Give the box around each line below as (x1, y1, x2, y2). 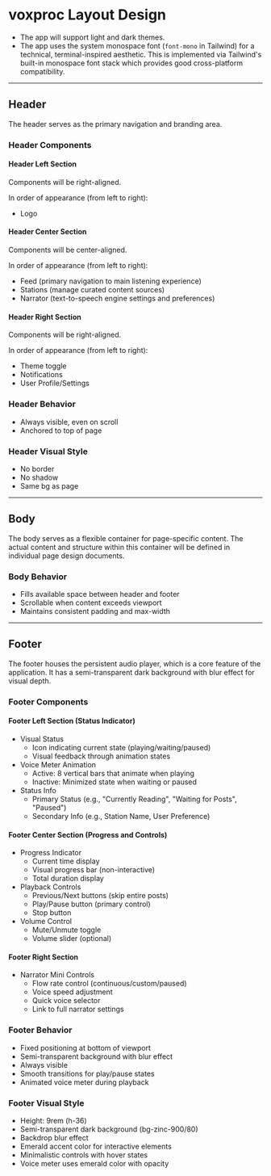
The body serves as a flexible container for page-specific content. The (8, 533, 244, 543)
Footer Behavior (8, 1024, 73, 1035)
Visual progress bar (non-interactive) (31, 865, 156, 875)
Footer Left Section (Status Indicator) (8, 716, 135, 726)
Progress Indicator (19, 848, 82, 858)
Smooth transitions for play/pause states (19, 1069, 155, 1078)
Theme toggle (19, 361, 67, 371)
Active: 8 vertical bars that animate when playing (31, 768, 195, 778)
